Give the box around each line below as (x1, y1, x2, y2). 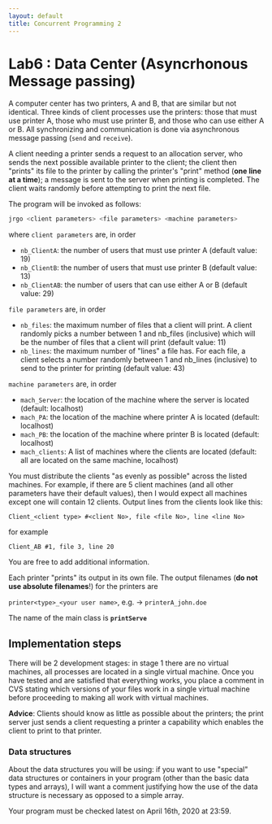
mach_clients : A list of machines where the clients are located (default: (19, 447, 257, 456)
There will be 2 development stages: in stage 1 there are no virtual (8, 658, 229, 668)
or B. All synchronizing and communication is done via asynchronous (8, 124, 240, 134)
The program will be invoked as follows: (8, 199, 142, 209)
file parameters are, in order (8, 304, 106, 314)
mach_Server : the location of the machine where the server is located (19, 395, 250, 405)
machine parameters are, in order (8, 379, 117, 389)
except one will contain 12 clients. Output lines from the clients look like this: (8, 497, 263, 507)
